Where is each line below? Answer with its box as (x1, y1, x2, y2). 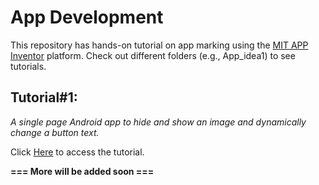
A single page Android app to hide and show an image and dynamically (10, 116, 307, 128)
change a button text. (10, 126, 100, 138)
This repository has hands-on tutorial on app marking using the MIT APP (10, 39, 309, 51)
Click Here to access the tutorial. (10, 146, 145, 158)
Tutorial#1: (10, 89, 78, 106)
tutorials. (10, 60, 47, 72)
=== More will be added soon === (10, 165, 155, 177)
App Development (10, 6, 164, 29)
